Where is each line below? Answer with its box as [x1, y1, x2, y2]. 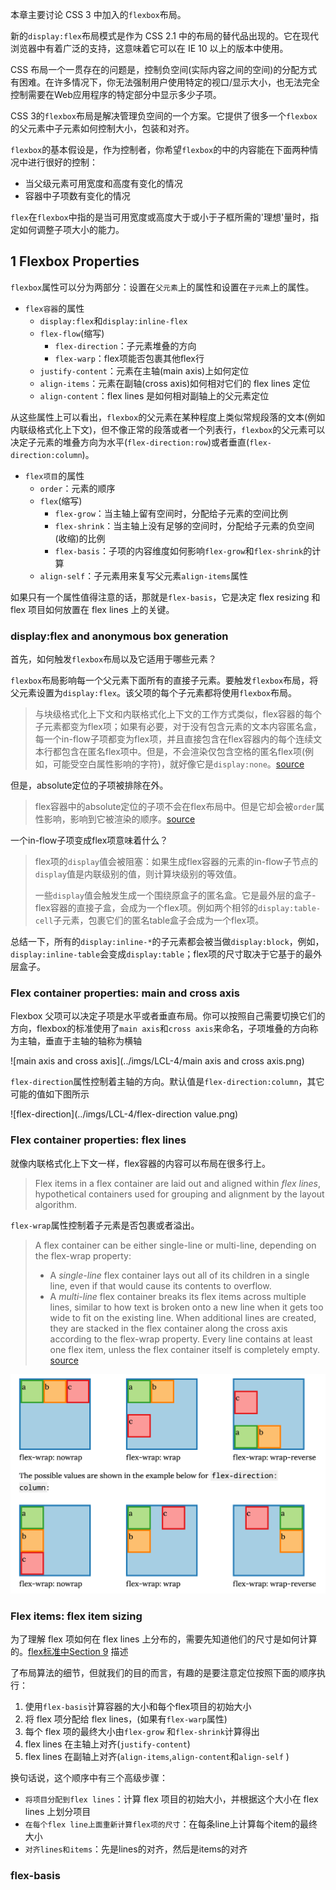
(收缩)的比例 [54, 532, 106, 544]
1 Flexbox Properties [10, 253, 140, 270]
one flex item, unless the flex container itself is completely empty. [49, 1343, 320, 1355]
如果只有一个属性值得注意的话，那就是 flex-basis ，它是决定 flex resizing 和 [10, 591, 321, 603]
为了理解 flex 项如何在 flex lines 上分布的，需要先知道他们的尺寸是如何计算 [10, 1633, 318, 1645]
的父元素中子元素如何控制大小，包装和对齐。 [10, 123, 195, 134]
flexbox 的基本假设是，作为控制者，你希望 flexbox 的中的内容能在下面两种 [10, 144, 310, 155]
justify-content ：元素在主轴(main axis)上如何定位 [39, 364, 250, 377]
